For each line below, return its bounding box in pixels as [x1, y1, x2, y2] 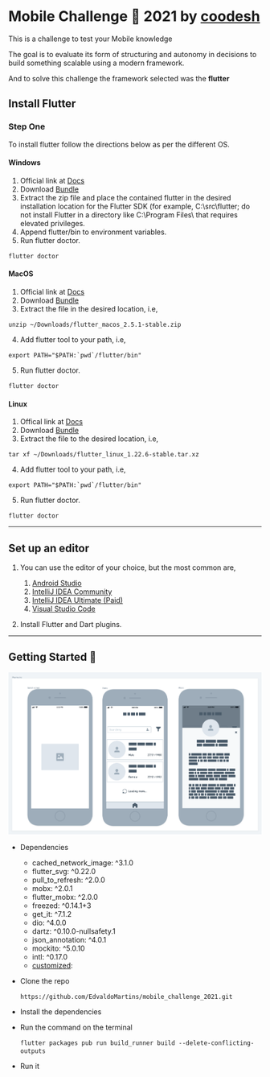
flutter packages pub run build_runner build [19, 1038, 175, 1047]
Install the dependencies [19, 1006, 102, 1017]
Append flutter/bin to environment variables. [19, 227, 167, 237]
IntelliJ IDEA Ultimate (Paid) [31, 596, 123, 605]
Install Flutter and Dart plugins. [19, 620, 122, 629]
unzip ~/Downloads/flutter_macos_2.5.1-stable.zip [8, 321, 182, 329]
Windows [8, 158, 41, 167]
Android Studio [31, 579, 82, 588]
